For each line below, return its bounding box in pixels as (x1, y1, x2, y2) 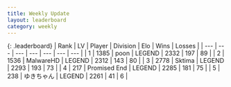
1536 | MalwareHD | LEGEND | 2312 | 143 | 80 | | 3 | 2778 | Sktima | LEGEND (7, 57, 225, 65)
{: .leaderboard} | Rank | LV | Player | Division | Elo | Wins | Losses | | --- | (7, 42, 217, 50)
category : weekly (7, 23, 58, 30)
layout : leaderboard (7, 17, 67, 23)
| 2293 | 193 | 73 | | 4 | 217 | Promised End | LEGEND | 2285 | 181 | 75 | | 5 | (7, 64, 221, 72)
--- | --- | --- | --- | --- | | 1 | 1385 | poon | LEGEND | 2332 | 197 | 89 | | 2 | (15, 49, 225, 57)
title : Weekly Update (7, 10, 70, 17)
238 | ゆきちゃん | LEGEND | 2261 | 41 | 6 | (7, 72, 128, 80)
